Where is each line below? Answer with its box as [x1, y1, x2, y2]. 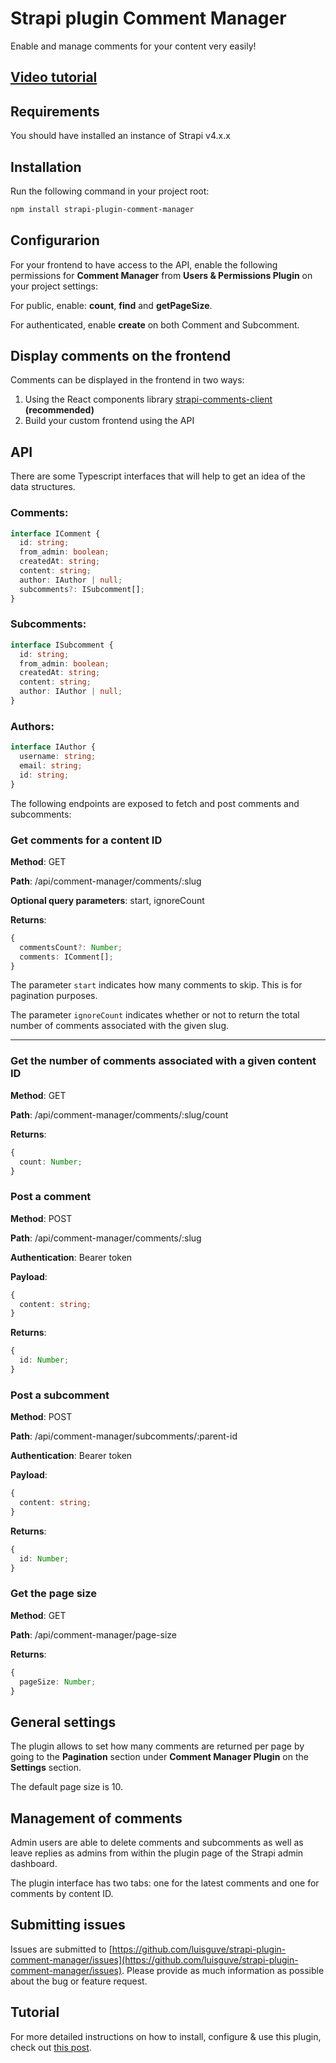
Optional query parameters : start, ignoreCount [10, 894, 205, 906]
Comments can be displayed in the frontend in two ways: [10, 374, 245, 386]
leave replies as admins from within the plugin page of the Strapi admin [10, 1847, 304, 1859]
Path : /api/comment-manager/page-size [10, 1628, 177, 1641]
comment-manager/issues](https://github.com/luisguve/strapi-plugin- [10, 1953, 299, 1966]
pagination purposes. [10, 990, 98, 1002]
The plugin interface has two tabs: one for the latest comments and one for [10, 1877, 320, 1889]
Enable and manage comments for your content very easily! [10, 40, 257, 52]
